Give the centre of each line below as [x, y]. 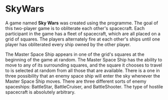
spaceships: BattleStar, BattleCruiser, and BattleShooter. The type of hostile [84, 86]
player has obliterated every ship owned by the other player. [68, 44]
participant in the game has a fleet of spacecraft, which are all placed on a [83, 34]
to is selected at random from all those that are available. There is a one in [82, 70]
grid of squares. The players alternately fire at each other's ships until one [83, 39]
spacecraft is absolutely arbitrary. [40, 92]
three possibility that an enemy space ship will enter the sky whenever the [83, 76]
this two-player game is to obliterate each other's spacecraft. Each [75, 28]
